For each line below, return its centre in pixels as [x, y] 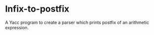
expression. [17, 27]
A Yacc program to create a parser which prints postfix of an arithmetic [77, 22]
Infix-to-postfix [37, 9]
